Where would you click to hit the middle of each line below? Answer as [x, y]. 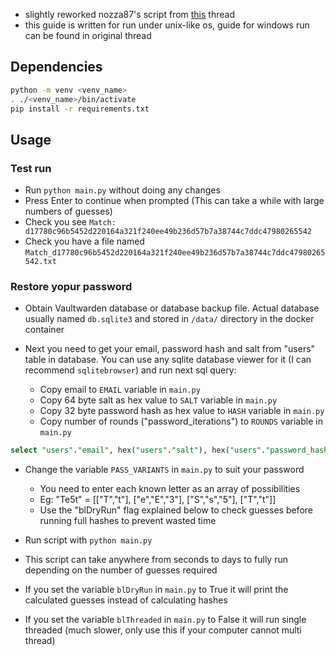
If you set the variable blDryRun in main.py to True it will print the [156, 590]
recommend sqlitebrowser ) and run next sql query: [130, 370]
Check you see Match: [70, 222]
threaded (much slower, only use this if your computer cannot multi [163, 630]
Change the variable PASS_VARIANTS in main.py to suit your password [164, 470]
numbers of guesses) [68, 211]
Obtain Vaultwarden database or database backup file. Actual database [172, 308]
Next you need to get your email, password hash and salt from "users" [170, 349]
